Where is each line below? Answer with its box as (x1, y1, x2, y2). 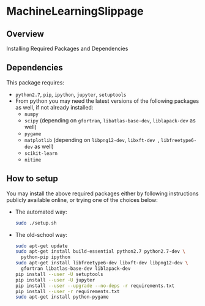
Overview (6, 29, 45, 39)
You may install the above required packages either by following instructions (6, 190, 199, 197)
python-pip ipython (21, 254, 70, 261)
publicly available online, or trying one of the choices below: (6, 196, 158, 203)
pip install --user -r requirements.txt (15, 288, 120, 294)
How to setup (6, 173, 58, 184)
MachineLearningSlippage (6, 4, 144, 18)
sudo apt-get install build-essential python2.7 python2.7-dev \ (15, 248, 185, 255)
